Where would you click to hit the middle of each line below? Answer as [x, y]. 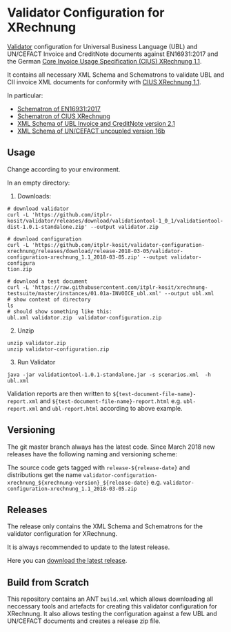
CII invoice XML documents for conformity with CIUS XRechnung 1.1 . [104, 82]
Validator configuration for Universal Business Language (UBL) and [102, 46]
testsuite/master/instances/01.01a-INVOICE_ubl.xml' [84, 293]
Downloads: [34, 196]
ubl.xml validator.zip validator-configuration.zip [84, 317]
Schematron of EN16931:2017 [59, 109]
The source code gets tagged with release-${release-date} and [99, 467]
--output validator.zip [124, 227]
